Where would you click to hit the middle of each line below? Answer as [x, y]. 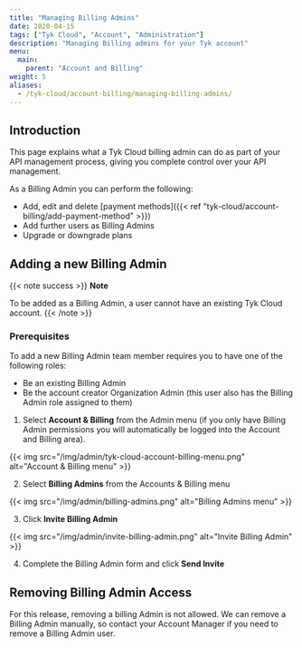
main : [28, 60]
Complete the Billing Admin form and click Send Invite [123, 564]
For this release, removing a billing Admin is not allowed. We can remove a [148, 614]
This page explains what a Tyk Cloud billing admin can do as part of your [145, 152]
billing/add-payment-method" [78, 216]
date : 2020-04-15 [42, 26]
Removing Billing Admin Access [101, 592]
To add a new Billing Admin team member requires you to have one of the [146, 356]
